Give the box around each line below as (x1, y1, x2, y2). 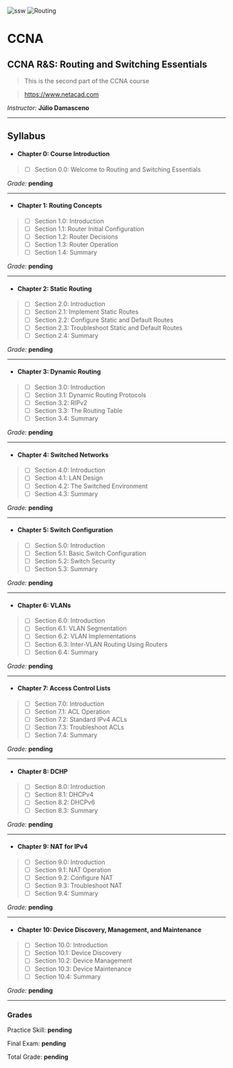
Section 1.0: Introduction (34, 217, 104, 225)
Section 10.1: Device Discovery (34, 949, 122, 957)
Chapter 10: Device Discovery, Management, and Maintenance (17, 925, 202, 933)
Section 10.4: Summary (34, 972, 101, 981)
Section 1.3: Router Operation (34, 240, 119, 249)
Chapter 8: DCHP (17, 767, 68, 775)
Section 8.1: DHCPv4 (34, 790, 94, 799)
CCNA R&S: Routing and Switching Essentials (7, 58, 208, 70)
